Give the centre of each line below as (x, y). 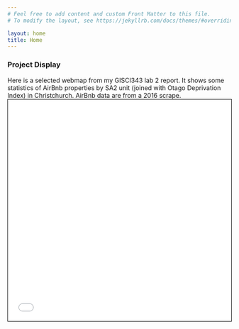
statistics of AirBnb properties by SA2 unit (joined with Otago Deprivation (114, 88)
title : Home (25, 40)
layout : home (27, 33)
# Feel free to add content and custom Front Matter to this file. (109, 14)
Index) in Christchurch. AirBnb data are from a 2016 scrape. (94, 95)
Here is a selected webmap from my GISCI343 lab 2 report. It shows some (116, 80)
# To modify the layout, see (50, 21)
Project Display (34, 65)
